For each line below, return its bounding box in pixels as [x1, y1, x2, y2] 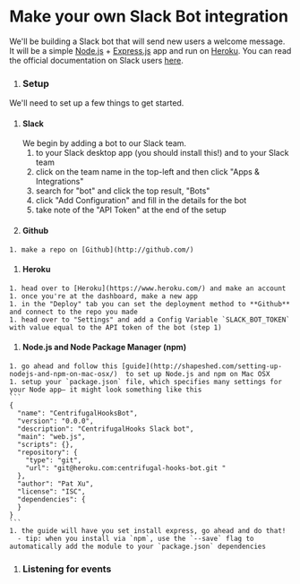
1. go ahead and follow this [9, 362, 118, 371]
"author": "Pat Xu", [17, 479, 94, 489]
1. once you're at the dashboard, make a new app [9, 291, 199, 301]
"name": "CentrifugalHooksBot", [17, 409, 139, 418]
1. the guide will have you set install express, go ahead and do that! [9, 527, 287, 536]
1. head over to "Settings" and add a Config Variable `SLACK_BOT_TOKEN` [9, 315, 291, 324]
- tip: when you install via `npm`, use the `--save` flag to [17, 535, 254, 544]
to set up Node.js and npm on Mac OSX [124, 370, 270, 379]
